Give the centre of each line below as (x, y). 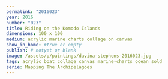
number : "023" (24, 23)
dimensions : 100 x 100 (34, 34)
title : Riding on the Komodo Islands (53, 28)
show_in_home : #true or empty (44, 45)
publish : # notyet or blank (41, 50)
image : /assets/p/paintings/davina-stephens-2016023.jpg (79, 56)
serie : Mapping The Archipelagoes (49, 67)
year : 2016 (20, 17)
